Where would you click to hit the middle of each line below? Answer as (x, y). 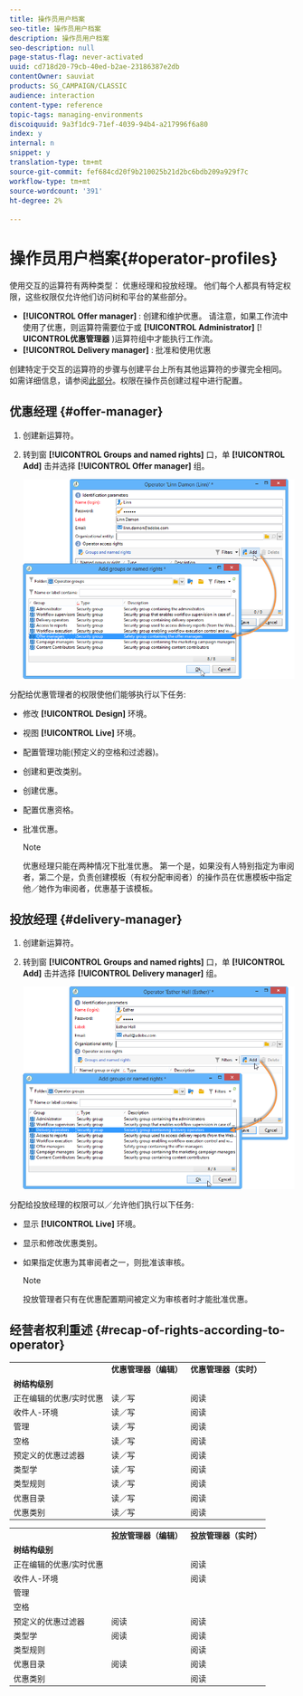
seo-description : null (52, 48)
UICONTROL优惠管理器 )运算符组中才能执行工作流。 (120, 338)
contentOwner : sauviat (52, 77)
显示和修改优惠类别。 (62, 1243)
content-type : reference (56, 105)
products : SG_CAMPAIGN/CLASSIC (68, 86)
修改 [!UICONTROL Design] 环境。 (87, 713)
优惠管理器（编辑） (147, 1369)
